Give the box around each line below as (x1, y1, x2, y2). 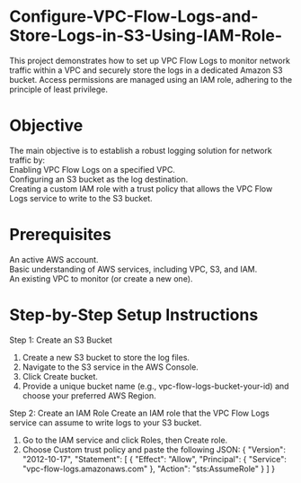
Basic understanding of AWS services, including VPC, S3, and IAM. (9, 264, 258, 274)
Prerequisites (9, 225, 112, 245)
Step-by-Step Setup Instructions (9, 305, 259, 325)
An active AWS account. (9, 254, 99, 264)
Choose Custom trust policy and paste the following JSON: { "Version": (22, 443, 286, 455)
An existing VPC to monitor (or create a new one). (9, 273, 193, 284)
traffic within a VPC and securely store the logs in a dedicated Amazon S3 (9, 65, 283, 76)
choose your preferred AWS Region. (22, 389, 156, 401)
